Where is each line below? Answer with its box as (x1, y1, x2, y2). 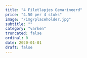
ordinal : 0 (5, 36, 28, 41)
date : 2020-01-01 (5, 40, 42, 45)
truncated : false (5, 31, 42, 36)
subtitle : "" (5, 21, 33, 27)
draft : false (5, 45, 33, 50)
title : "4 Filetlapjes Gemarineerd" (5, 7, 82, 13)
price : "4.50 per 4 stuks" (5, 12, 62, 17)
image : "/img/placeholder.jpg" (5, 17, 71, 22)
